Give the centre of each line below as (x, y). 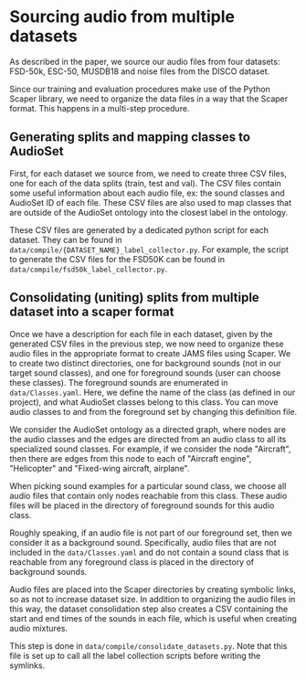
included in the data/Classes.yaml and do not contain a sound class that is (149, 552)
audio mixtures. (39, 628)
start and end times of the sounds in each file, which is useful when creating (153, 618)
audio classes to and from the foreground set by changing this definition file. (153, 411)
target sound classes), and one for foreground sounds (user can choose (145, 373)
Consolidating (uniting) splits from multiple (135, 297)
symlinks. (27, 665)
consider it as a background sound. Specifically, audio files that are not (143, 542)
